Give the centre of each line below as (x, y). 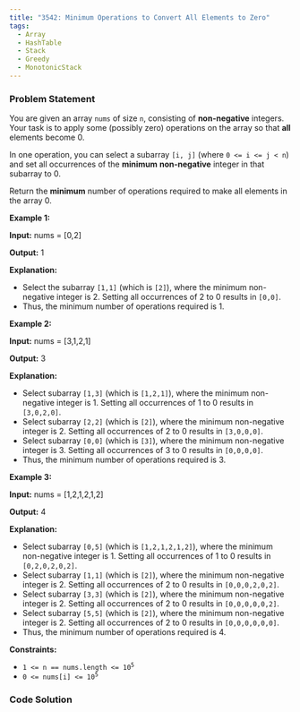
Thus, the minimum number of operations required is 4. (124, 632)
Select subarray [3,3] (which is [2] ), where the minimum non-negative (153, 594)
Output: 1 (27, 253)
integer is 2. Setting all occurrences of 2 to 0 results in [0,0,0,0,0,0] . (150, 622)
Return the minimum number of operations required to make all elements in (149, 191)
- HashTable (40, 43)
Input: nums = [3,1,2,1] (50, 341)
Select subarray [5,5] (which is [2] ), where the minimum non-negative (153, 613)
